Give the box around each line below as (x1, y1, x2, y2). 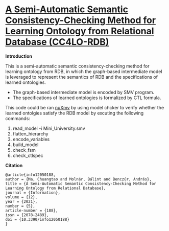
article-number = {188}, (5, 208, 58, 213)
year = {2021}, (5, 199, 38, 204)
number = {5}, (5, 203, 36, 209)
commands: (5, 115, 31, 121)
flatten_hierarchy (12, 130, 49, 136)
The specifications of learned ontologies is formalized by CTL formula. (12, 95, 161, 101)
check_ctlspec (12, 152, 43, 158)
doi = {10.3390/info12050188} (5, 217, 70, 222)
